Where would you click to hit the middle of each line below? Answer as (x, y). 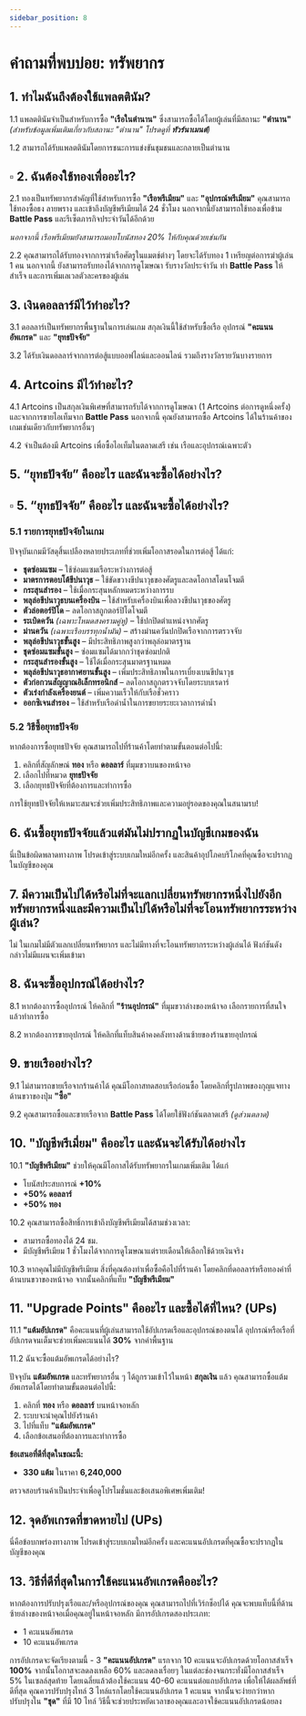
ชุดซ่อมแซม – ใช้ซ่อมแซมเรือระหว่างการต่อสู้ (87, 569)
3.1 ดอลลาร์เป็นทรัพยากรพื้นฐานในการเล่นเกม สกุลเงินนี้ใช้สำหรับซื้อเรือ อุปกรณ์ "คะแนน (142, 327)
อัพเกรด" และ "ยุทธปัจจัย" (50, 337)
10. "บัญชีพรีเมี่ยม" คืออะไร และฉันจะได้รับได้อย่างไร (127, 1144)
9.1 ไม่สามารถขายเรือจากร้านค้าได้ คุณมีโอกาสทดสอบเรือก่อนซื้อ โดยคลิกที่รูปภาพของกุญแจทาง (150, 1086)
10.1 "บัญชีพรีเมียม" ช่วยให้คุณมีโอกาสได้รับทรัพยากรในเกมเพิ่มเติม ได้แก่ (119, 1165)
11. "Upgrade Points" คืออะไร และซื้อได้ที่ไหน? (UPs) (143, 1308)
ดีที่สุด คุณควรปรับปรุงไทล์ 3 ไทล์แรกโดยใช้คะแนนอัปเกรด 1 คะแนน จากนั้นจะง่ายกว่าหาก (142, 1690)
